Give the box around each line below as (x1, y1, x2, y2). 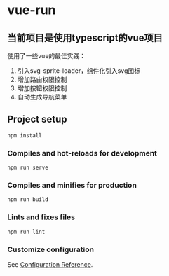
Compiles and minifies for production (7, 181, 137, 191)
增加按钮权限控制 (17, 84, 67, 92)
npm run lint (7, 228, 46, 235)
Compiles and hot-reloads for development (7, 148, 158, 158)
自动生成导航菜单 (17, 93, 67, 101)
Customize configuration (7, 244, 95, 254)
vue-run (7, 2, 56, 18)
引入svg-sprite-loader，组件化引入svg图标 (17, 67, 140, 75)
